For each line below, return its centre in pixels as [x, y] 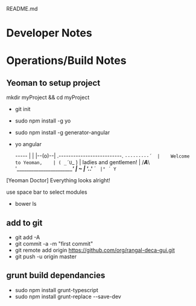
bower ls [26, 204]
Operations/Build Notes [66, 61]
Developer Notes [49, 33]
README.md [22, 9]
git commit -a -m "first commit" [54, 244]
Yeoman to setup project [53, 83]
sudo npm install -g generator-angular [62, 133]
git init [23, 109]
